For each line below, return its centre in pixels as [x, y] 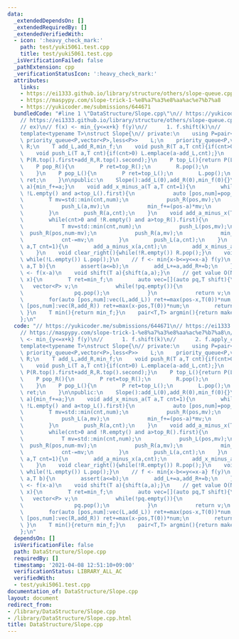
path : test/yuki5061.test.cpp [65, 47]
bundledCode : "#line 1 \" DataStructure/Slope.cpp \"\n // [98, 114]
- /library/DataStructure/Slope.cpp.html [70, 618]
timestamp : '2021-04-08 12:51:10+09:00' [74, 565]
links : [30, 87]
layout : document [33, 598]
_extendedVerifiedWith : [49, 34]
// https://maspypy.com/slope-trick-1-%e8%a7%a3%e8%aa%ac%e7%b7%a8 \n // [128, 333]
